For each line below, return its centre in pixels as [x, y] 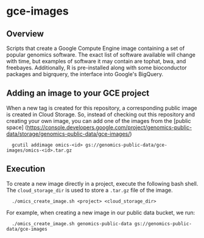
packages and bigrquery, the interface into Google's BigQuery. [85, 74]
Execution [26, 169]
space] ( [17, 127]
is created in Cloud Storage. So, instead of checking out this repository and [100, 114]
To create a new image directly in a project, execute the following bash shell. [102, 183]
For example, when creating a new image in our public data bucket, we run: [101, 212]
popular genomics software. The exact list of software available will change [101, 55]
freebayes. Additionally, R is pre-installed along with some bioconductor [97, 68]
